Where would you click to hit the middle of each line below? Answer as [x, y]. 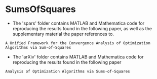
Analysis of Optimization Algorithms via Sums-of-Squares [68, 71]
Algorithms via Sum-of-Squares [38, 47]
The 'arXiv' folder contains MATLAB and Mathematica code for [78, 57]
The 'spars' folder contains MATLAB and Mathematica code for [78, 23]
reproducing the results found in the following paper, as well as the [82, 28]
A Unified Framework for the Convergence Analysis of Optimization [78, 43]
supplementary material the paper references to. [63, 34]
